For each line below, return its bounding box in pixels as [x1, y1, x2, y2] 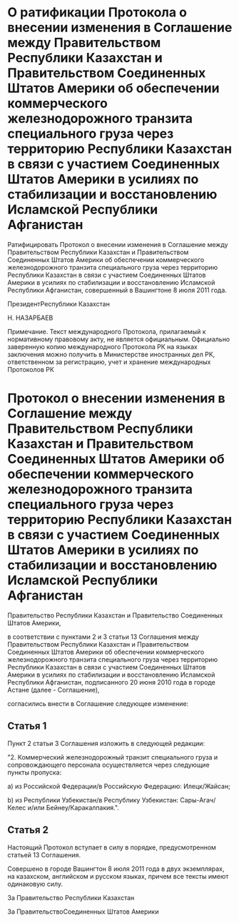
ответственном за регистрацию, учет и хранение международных [7, 358, 211, 366]
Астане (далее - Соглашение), [7, 685, 100, 694]
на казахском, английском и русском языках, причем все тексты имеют [7, 872, 229, 880]
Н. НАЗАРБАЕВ [7, 313, 54, 322]
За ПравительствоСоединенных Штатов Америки [7, 907, 159, 916]
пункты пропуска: [7, 768, 62, 777]
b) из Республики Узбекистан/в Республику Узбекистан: [7, 795, 179, 804]
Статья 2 [7, 824, 49, 836]
